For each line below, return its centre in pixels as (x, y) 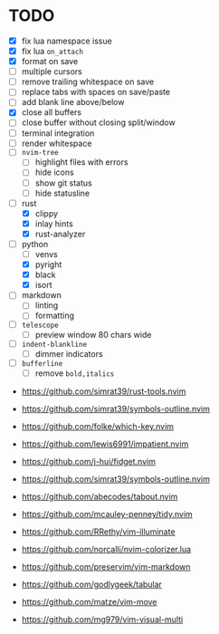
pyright (48, 264)
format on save (50, 62)
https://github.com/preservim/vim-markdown (106, 567)
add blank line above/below (73, 102)
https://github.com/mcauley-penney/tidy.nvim (107, 514)
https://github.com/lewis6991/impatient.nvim (105, 444)
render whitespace (57, 143)
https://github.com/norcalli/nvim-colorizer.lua (106, 549)
